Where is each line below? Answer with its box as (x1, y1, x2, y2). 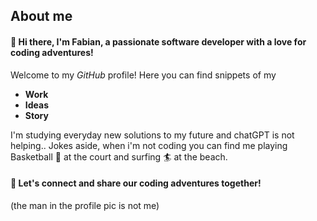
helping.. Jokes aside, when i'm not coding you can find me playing (10, 139, 288, 151)
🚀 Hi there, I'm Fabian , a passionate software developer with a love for (10, 35, 307, 48)
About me (10, 8, 73, 25)
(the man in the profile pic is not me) (10, 199, 160, 211)
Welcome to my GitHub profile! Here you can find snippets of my (10, 69, 277, 81)
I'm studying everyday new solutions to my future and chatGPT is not (10, 129, 295, 141)
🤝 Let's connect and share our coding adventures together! (10, 177, 262, 189)
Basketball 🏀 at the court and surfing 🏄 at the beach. (10, 150, 228, 163)
